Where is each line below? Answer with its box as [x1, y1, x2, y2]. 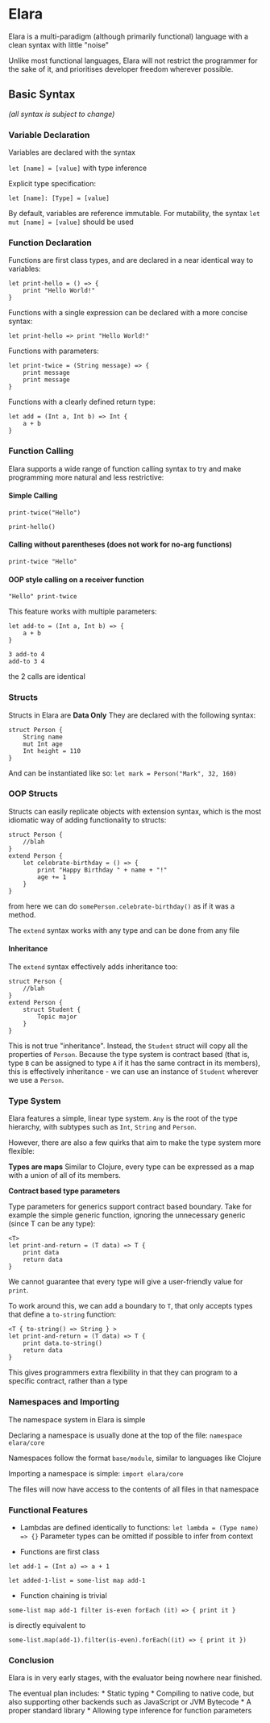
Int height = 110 [23, 747, 81, 755]
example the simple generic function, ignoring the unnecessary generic [8, 1210, 246, 1220]
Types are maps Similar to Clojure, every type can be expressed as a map [8, 1162, 255, 1172]
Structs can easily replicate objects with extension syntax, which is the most [8, 806, 262, 816]
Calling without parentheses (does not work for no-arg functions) [8, 539, 232, 549]
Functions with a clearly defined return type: [8, 397, 156, 407]
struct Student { [23, 1005, 81, 1014]
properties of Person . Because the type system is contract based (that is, [8, 1050, 250, 1059]
